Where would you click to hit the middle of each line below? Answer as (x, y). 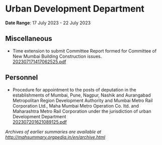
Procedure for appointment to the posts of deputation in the (74, 89)
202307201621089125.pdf (39, 122)
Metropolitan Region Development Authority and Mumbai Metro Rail (83, 100)
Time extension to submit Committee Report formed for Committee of (85, 51)
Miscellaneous (29, 39)
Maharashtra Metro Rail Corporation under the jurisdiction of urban (82, 111)
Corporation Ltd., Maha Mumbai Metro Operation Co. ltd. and (76, 106)
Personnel (22, 78)
